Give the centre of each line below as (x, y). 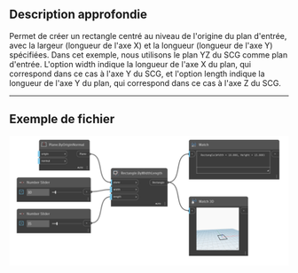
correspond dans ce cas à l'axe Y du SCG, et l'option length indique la (137, 74)
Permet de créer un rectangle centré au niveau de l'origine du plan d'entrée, (148, 35)
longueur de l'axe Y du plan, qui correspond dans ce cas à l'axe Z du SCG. (145, 82)
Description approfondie (78, 15)
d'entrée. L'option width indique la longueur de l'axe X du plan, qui (130, 64)
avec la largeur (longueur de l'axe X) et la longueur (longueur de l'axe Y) (141, 45)
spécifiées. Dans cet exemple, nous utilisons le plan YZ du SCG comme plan (149, 55)
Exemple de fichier (62, 119)
